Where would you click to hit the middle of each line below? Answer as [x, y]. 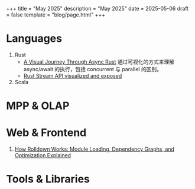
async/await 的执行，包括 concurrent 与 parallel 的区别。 [93, 69]
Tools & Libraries [48, 179]
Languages [34, 39]
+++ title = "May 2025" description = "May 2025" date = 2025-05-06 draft [97, 9]
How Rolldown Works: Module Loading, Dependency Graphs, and [94, 149]
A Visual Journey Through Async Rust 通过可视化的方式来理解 [99, 62]
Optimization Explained [43, 155]
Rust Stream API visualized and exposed [73, 75]
